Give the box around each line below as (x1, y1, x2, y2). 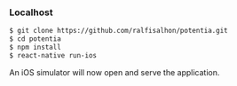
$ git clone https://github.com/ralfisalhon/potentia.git (9, 27, 228, 35)
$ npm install (9, 43, 62, 52)
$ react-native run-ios (9, 51, 98, 59)
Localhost (9, 6, 53, 19)
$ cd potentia (9, 35, 62, 43)
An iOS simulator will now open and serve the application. (9, 66, 220, 77)
